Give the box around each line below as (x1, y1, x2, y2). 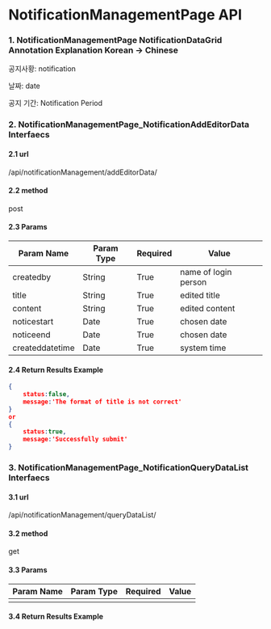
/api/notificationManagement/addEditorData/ (8, 167, 157, 177)
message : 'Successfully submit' (23, 435, 128, 444)
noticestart (12, 316, 54, 327)
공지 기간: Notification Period (8, 99, 103, 108)
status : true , (23, 428, 67, 436)
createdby (12, 272, 52, 283)
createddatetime (12, 342, 75, 353)
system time (180, 342, 227, 353)
